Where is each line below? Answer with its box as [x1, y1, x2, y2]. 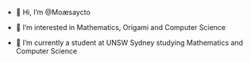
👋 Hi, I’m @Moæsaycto [15, 8, 91, 17]
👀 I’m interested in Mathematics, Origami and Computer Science [15, 23, 226, 31]
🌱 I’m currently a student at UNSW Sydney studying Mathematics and [15, 38, 244, 47]
